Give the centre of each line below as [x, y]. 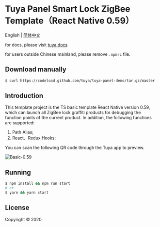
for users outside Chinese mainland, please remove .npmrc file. [68, 54]
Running [18, 172]
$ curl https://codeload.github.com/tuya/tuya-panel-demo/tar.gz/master [80, 81]
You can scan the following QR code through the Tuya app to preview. [75, 148]
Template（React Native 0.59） [70, 21]
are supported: [20, 123]
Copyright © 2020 [24, 219]
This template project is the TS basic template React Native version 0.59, [78, 107]
